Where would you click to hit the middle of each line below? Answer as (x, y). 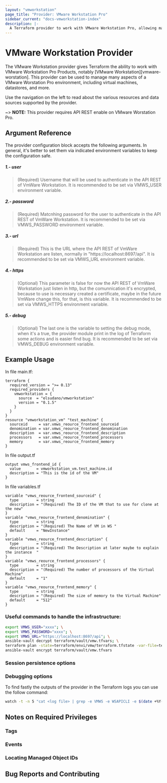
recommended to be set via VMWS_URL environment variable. (81, 259)
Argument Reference (38, 133)
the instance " (22, 552)
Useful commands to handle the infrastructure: (63, 617)
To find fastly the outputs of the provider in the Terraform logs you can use (82, 687)
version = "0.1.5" (37, 402)
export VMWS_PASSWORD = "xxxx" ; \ (39, 632)
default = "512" (31, 600)
